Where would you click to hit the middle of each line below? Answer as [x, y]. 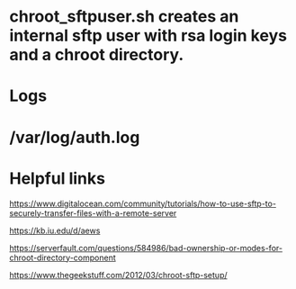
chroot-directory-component [63, 257]
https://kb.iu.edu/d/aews [55, 230]
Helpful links [58, 178]
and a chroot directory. [97, 55]
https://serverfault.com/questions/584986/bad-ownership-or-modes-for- [146, 248]
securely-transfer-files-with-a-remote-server [93, 212]
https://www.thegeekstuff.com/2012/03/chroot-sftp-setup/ [118, 275]
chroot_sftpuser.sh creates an [124, 17]
